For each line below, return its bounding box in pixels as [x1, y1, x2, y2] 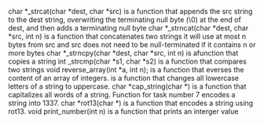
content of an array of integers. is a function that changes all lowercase [8, 74, 240, 82]
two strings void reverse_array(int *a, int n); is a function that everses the [8, 65, 244, 74]
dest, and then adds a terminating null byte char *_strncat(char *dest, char [8, 24, 249, 32]
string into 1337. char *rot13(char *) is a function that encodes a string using [8, 98, 254, 108]
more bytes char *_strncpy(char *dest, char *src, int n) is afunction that [8, 49, 239, 57]
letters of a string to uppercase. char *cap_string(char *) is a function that [8, 82, 247, 91]
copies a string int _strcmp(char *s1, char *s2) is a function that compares [8, 57, 247, 66]
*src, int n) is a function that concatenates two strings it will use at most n [8, 31, 247, 41]
